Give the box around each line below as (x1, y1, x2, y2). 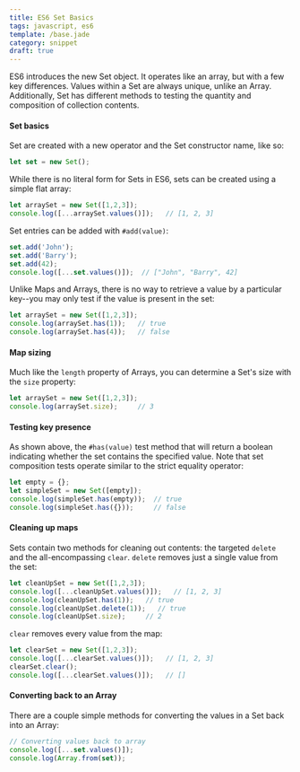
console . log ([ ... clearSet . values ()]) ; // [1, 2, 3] (9, 654, 215, 663)
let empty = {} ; (9, 478, 70, 487)
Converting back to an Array (9, 690, 117, 701)
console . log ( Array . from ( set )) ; (9, 753, 126, 763)
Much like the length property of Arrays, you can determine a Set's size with (9, 367, 292, 378)
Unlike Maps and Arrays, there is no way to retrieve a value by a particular (9, 284, 282, 294)
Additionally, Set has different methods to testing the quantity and (9, 91, 252, 101)
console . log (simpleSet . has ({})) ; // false (9, 503, 186, 512)
